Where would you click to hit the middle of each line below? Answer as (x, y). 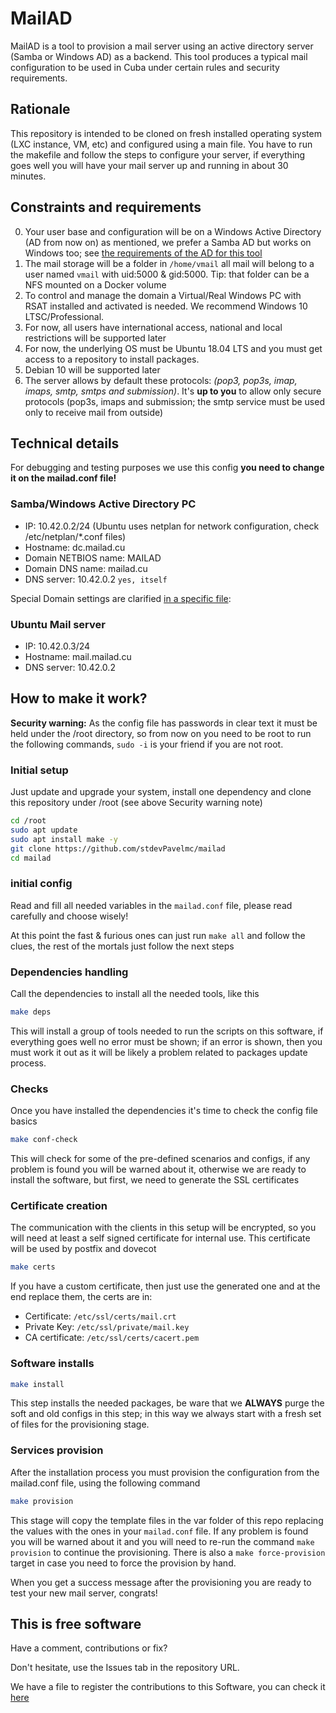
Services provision (57, 1450)
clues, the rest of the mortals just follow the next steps (122, 946)
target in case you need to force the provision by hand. (123, 1563)
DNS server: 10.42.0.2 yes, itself (96, 579)
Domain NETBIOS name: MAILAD (93, 558)
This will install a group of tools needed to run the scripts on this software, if (167, 1031)
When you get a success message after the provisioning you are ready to (161, 1582)
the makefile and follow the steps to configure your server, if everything (158, 154)
